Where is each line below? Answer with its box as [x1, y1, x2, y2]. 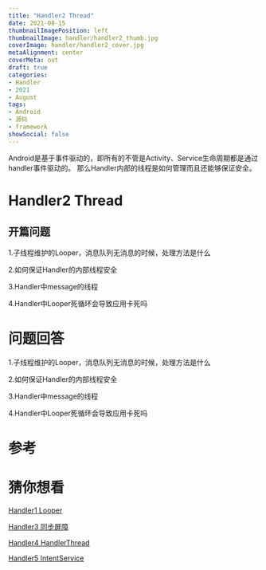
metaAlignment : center [8, 49, 84, 57]
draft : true [8, 64, 48, 72]
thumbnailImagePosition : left [8, 26, 109, 34]
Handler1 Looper [8, 505, 63, 515]
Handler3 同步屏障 [8, 521, 69, 531]
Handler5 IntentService [8, 553, 84, 563]
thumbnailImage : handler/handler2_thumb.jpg [8, 33, 158, 42]
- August [8, 93, 37, 101]
